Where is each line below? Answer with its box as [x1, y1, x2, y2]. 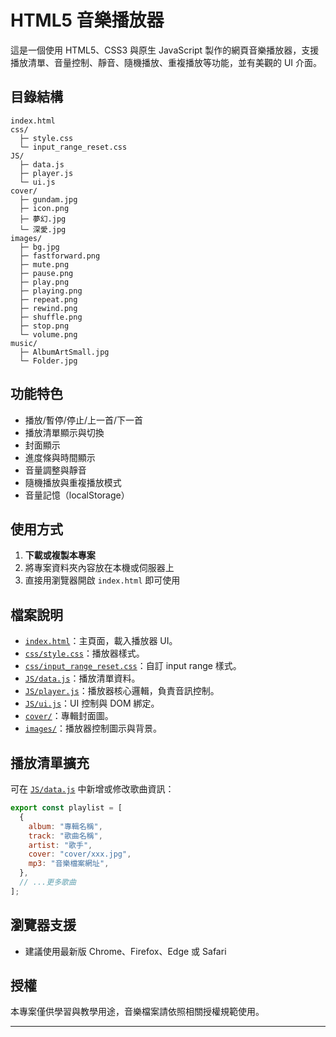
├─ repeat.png [19, 294, 78, 305]
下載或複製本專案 [24, 549, 96, 561]
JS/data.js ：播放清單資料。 [24, 672, 141, 685]
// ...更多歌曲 [19, 877, 77, 887]
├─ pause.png [19, 268, 74, 278]
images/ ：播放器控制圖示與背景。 [24, 722, 162, 735]
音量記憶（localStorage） [24, 489, 130, 501]
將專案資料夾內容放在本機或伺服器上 [24, 562, 175, 574]
